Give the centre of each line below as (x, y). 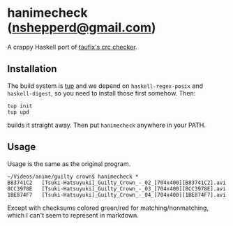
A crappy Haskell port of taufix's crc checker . (72, 47)
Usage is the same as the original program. (69, 164)
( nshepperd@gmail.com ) (82, 28)
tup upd (18, 112)
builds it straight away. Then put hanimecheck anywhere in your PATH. (107, 125)
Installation (32, 69)
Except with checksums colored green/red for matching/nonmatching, (108, 208)
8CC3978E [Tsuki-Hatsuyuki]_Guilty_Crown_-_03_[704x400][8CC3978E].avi (117, 189)
